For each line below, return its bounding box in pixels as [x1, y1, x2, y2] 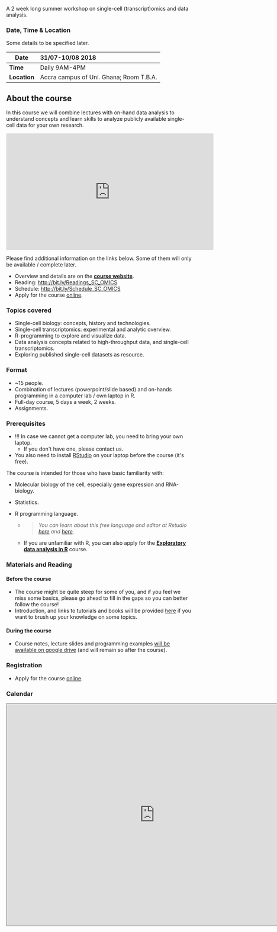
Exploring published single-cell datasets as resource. [14, 351, 144, 358]
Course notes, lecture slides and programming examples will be [14, 640, 170, 647]
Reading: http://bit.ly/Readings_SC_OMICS [14, 279, 118, 286]
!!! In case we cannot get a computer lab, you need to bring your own [14, 433, 183, 440]
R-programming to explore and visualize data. [14, 332, 127, 339]
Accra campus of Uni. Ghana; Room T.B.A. [40, 73, 157, 82]
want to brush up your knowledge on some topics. [14, 613, 138, 621]
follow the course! [14, 601, 59, 608]
